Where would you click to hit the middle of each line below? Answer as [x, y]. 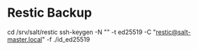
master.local [25, 39]
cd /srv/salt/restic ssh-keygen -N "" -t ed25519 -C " [82, 32]
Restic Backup [49, 13]
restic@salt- [173, 32]
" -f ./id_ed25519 [66, 39]
